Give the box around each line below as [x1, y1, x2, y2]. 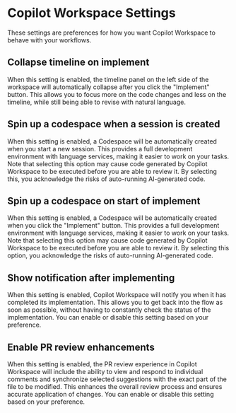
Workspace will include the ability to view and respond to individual [7, 368, 203, 376]
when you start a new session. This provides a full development [7, 144, 193, 153]
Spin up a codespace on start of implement [7, 194, 201, 206]
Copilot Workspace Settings [7, 5, 176, 21]
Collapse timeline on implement [7, 57, 150, 69]
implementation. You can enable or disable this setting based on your [7, 313, 209, 322]
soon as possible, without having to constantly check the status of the [7, 306, 211, 314]
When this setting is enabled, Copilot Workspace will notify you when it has [7, 291, 227, 299]
